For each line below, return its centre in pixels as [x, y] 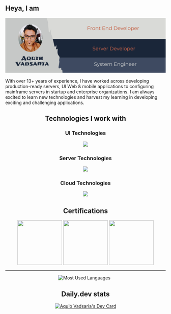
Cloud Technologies [85, 183]
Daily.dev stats [85, 294]
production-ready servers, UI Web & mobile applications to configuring [80, 87]
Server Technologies [85, 158]
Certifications [85, 211]
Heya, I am [22, 8]
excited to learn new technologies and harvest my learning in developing [81, 97]
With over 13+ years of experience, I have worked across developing [77, 81]
